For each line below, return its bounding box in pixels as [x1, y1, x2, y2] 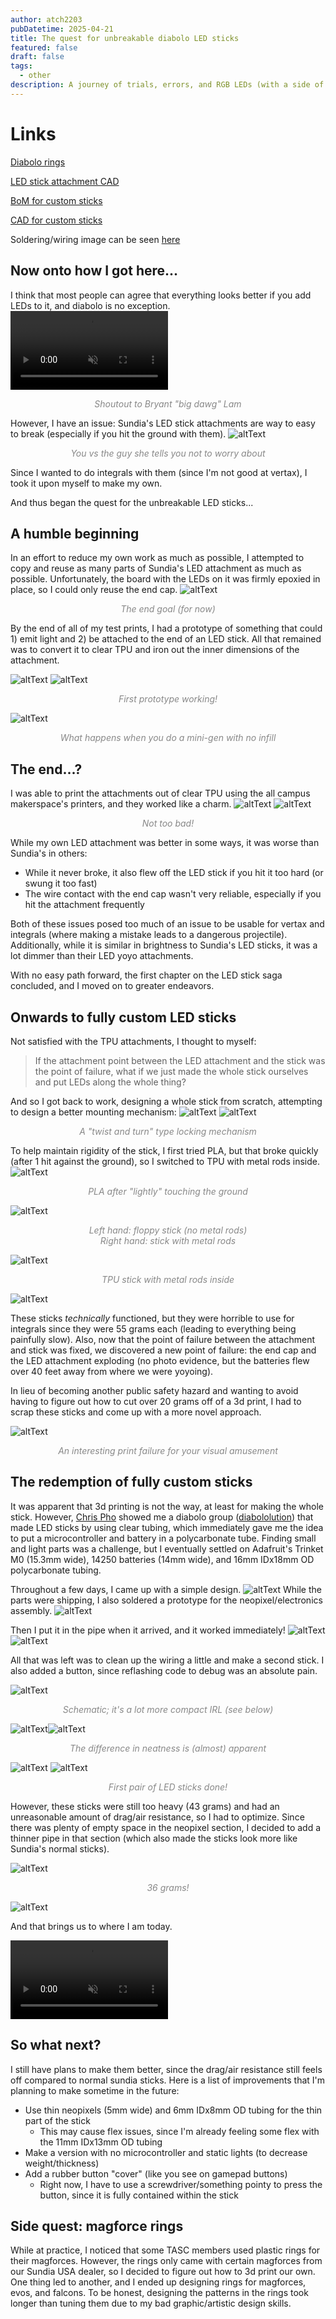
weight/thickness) [24, 2157, 100, 2169]
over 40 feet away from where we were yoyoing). [10, 1365, 214, 1377]
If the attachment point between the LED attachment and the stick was [34, 1054, 326, 1066]
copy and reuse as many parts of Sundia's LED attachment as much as [10, 562, 302, 575]
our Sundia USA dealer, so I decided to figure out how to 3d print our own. [10, 2266, 316, 2278]
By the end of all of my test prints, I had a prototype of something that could [10, 622, 323, 635]
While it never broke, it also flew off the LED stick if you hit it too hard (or [24, 867, 324, 879]
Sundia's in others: [10, 847, 88, 860]
